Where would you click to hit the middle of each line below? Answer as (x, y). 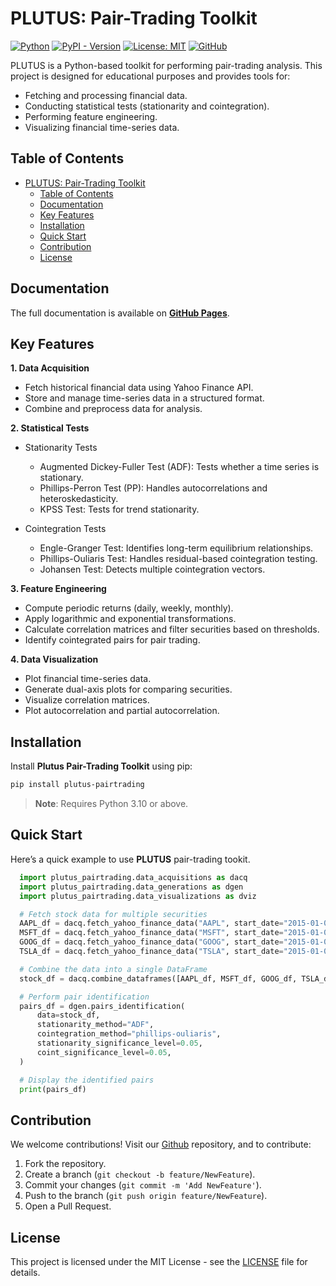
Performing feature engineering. (91, 116)
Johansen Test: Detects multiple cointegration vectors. (152, 569)
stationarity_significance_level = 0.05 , (119, 1043)
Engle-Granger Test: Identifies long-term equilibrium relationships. (176, 548)
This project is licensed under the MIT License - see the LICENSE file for (159, 1261)
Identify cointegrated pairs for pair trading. (112, 640)
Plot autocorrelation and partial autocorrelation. (122, 711)
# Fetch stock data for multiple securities (113, 914)
